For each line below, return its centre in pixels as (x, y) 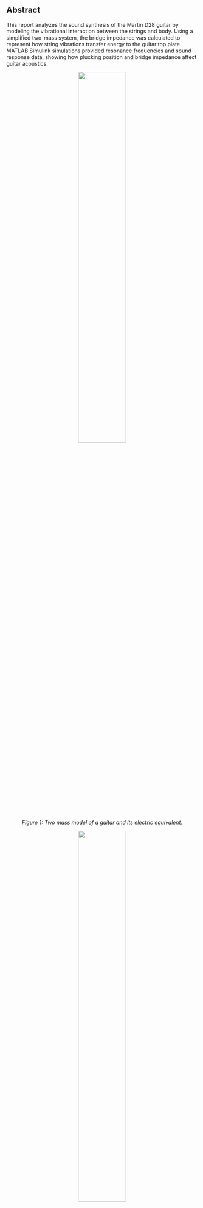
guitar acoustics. (27, 63)
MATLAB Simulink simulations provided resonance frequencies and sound (99, 51)
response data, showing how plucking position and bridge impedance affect (101, 57)
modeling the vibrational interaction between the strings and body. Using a (100, 31)
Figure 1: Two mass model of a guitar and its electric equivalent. (102, 822)
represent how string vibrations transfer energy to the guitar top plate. (94, 44)
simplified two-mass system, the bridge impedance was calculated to (93, 37)
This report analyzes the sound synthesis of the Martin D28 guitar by (93, 24)
